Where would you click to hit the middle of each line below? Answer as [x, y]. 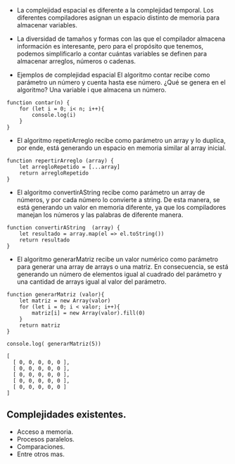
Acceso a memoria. [45, 432]
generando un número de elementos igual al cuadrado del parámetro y [119, 274]
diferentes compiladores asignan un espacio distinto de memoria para [118, 18]
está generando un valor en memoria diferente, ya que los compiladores [121, 207]
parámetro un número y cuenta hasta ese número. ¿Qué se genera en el [121, 82]
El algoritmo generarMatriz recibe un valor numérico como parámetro [118, 259]
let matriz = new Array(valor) [65, 301]
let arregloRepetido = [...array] [70, 167]
